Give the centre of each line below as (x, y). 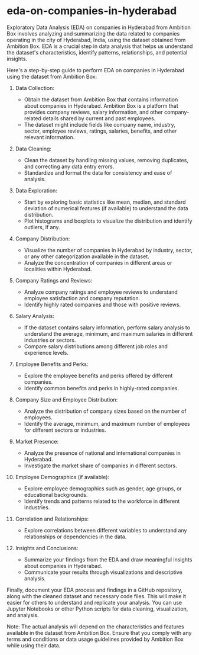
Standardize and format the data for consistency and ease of (98, 172)
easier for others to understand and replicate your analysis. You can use (94, 602)
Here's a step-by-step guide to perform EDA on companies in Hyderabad (96, 70)
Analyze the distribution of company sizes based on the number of (105, 411)
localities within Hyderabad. (58, 269)
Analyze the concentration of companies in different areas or (98, 262)
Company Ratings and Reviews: (54, 280)
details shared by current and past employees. (99, 118)
